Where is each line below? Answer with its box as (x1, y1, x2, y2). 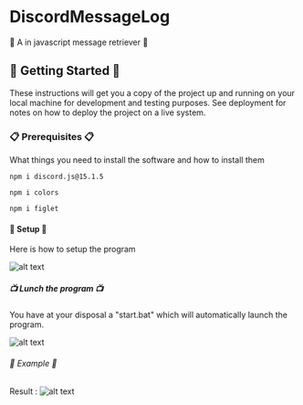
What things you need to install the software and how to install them (9, 155, 265, 165)
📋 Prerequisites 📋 (9, 130, 95, 143)
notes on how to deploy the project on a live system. (9, 107, 206, 118)
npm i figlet (9, 204, 59, 214)
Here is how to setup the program (9, 244, 136, 255)
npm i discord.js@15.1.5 (9, 172, 104, 182)
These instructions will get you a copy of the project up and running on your (9, 87, 295, 98)
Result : (9, 386, 38, 397)
